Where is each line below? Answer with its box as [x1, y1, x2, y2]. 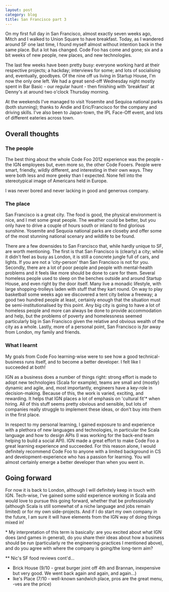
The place [5, 200, 30, 207]
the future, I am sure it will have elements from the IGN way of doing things [5, 514, 161, 520]
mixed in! [5, 520, 24, 526]
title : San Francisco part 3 [5, 17, 67, 22]
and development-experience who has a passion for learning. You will [5, 454, 150, 460]
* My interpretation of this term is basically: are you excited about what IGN [5, 529, 162, 535]
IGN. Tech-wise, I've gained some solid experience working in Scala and [5, 492, 156, 499]
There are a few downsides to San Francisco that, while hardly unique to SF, [5, 243, 163, 249]
